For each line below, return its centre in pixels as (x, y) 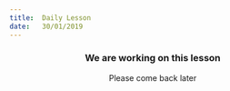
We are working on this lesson (153, 58)
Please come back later (153, 77)
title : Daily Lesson (50, 18)
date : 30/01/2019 (46, 26)
